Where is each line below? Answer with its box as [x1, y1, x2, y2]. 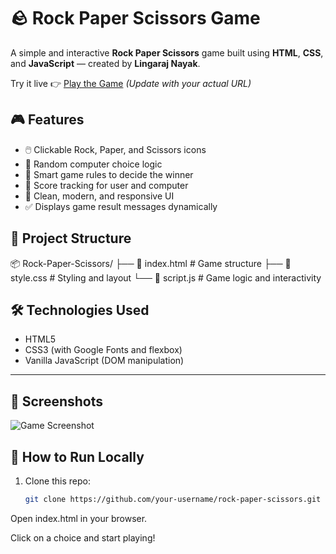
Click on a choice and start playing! [10, 531, 156, 544]
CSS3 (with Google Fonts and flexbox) [24, 344, 183, 356]
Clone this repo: [24, 475, 91, 487]
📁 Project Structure [10, 230, 132, 247]
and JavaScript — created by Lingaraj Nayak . [10, 57, 201, 69]
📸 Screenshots [10, 393, 104, 410]
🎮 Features [10, 111, 85, 129]
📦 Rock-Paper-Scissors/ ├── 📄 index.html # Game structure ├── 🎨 [10, 257, 292, 269]
